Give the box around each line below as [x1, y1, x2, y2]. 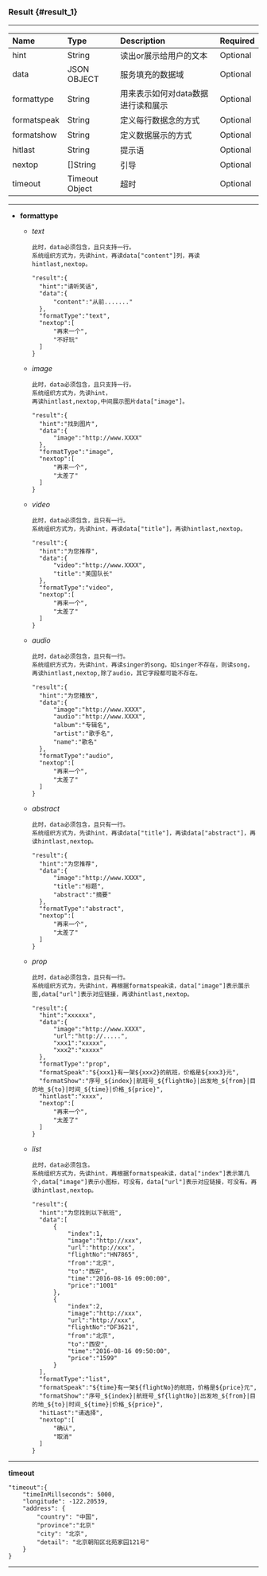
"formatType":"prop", [38, 1060, 111, 1069]
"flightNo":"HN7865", [67, 1251, 139, 1259]
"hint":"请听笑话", [38, 283, 99, 291]
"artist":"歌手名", [52, 729, 114, 738]
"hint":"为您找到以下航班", [38, 1209, 122, 1217]
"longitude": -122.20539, [22, 1498, 109, 1506]
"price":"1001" [67, 1281, 118, 1290]
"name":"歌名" [52, 738, 98, 746]
